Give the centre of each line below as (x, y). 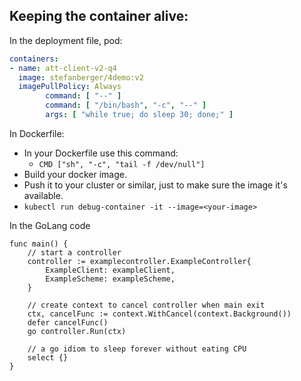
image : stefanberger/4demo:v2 (81, 77)
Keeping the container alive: (99, 16)
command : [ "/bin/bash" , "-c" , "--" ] (126, 105)
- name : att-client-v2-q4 (63, 68)
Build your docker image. (75, 174)
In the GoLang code (50, 225)
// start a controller (74, 252)
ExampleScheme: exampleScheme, (110, 279)
